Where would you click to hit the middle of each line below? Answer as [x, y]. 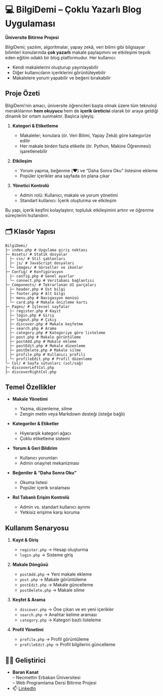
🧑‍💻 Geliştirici [25, 660]
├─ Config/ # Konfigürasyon [34, 272]
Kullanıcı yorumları [39, 458]
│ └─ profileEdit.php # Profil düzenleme [49, 359]
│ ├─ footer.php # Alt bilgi [35, 293]
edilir [25, 140]
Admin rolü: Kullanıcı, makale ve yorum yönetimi [69, 195]
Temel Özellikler [31, 387]
